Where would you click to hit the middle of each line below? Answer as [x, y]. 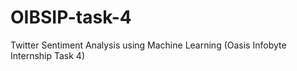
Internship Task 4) [47, 55]
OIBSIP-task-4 [71, 17]
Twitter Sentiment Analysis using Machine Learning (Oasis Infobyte [148, 45]
